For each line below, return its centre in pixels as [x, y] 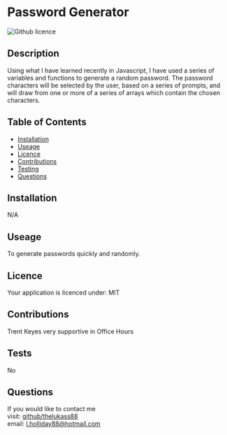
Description [33, 54]
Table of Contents [47, 122]
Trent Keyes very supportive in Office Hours [71, 331]
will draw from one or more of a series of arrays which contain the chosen [114, 92]
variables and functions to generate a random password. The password [110, 78]
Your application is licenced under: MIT [64, 292]
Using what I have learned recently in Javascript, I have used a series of [111, 70]
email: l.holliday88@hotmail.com [54, 424]
